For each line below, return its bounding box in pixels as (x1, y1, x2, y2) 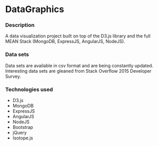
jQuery (12, 130, 27, 136)
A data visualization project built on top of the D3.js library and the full (5, 33, 150, 39)
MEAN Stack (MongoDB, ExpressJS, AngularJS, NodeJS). (5, 38, 125, 44)
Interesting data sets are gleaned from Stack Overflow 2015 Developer (5, 68, 152, 74)
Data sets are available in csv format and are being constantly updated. (5, 62, 153, 69)
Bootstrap (12, 124, 33, 130)
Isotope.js (12, 135, 33, 141)
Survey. (5, 73, 21, 79)
